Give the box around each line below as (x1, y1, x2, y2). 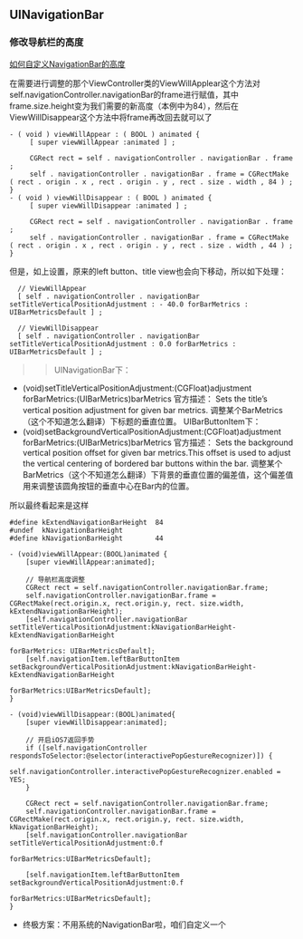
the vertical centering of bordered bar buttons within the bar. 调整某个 (22, 458, 283, 469)
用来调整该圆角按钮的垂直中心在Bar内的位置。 (22, 480, 194, 491)
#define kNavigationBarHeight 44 (9, 534, 165, 543)
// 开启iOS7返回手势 (25, 735, 95, 744)
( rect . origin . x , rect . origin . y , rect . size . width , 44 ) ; (9, 240, 294, 250)
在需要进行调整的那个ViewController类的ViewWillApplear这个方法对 (9, 77, 260, 89)
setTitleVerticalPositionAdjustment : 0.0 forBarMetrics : (9, 339, 237, 348)
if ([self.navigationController (25, 743, 147, 752)
